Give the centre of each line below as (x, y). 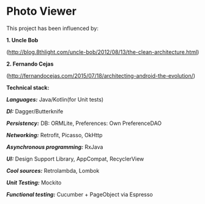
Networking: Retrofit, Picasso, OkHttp (54, 135)
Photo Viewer (41, 11)
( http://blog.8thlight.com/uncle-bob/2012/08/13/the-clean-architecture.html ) (103, 52)
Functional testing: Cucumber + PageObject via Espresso (80, 194)
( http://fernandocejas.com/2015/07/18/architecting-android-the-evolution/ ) (101, 75)
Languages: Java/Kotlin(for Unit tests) (55, 99)
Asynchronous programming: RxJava (55, 147)
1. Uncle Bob (22, 40)
